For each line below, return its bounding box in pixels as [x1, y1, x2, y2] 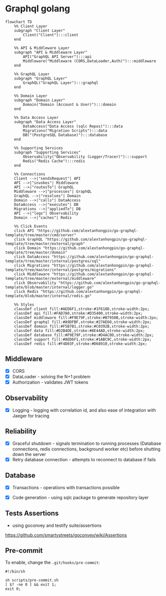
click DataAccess [14, 254, 50, 259]
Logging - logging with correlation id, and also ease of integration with [12, 407, 156, 413]
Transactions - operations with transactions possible [12, 484, 120, 490]
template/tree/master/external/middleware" [5, 276, 97, 281]
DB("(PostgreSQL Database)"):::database [23, 132, 108, 137]
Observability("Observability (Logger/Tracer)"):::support [23, 154, 148, 159]
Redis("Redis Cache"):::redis [23, 159, 85, 164]
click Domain [14, 246, 41, 251]
